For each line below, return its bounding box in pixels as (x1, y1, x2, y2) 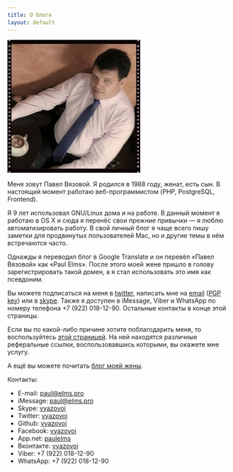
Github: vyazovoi (17, 419, 67, 427)
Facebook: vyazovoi (17, 426, 76, 435)
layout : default (7, 18, 55, 26)
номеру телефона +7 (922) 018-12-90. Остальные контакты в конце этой (7, 303, 227, 312)
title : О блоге (7, 11, 52, 18)
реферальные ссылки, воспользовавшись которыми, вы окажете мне (7, 340, 220, 349)
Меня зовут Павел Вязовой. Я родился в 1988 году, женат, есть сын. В (7, 179, 221, 188)
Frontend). (7, 195, 38, 203)
